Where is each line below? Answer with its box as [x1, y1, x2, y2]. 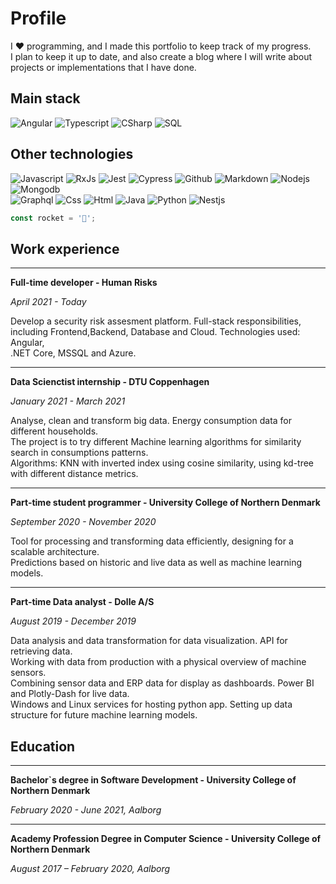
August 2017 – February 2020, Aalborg [10, 863, 171, 875]
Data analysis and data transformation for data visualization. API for [10, 635, 288, 647]
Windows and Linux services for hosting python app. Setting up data [10, 698, 293, 711]
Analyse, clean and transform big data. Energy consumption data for [10, 415, 293, 427]
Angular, [10, 337, 45, 349]
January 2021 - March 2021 [10, 395, 126, 407]
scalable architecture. [10, 546, 100, 558]
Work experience [10, 240, 120, 257]
